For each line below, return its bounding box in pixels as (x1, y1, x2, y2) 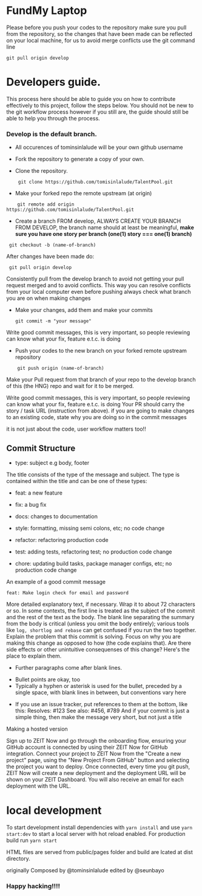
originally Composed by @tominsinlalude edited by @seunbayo (6, 866, 165, 873)
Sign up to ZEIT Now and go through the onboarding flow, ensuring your (6, 737, 187, 744)
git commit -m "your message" (15, 318, 92, 324)
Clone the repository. (15, 167, 68, 175)
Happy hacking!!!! (6, 881, 61, 890)
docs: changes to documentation (15, 512, 98, 520)
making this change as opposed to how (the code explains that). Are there (6, 639, 192, 647)
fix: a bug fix (15, 501, 47, 508)
